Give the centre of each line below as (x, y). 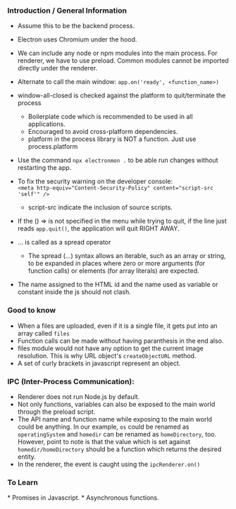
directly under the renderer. (57, 68)
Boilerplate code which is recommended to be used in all (110, 117)
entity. (27, 456)
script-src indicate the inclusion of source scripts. (100, 207)
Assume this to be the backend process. (76, 26)
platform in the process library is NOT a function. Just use (112, 139)
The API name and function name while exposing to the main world (115, 419)
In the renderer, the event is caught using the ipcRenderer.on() (109, 464)
